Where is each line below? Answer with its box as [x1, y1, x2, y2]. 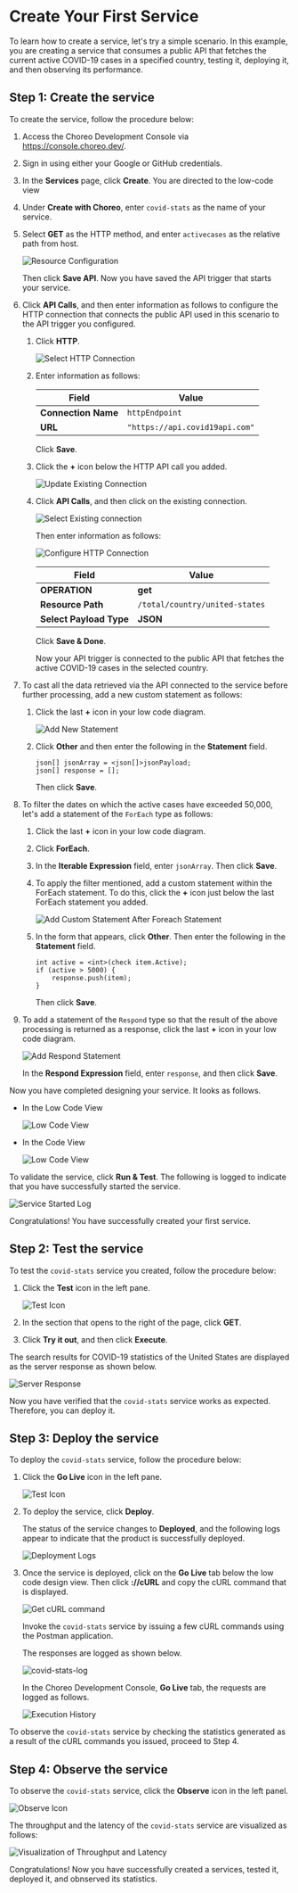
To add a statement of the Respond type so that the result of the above [21, 1014, 278, 1025]
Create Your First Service [9, 6, 199, 27]
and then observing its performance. [9, 64, 144, 75]
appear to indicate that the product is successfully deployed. [21, 1533, 246, 1544]
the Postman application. [21, 1631, 114, 1641]
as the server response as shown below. [9, 1360, 157, 1371]
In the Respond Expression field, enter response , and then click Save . [21, 1068, 278, 1079]
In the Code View [21, 1137, 86, 1147]
